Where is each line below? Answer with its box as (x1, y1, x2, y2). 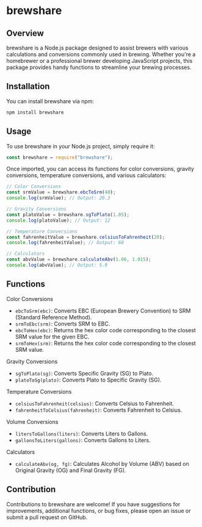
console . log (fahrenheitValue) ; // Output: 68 (6, 239, 124, 246)
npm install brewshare (6, 109, 64, 115)
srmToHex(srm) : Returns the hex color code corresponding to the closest (15, 340, 197, 347)
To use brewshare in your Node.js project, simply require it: (6, 142, 155, 150)
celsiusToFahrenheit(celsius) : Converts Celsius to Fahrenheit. (15, 399, 174, 407)
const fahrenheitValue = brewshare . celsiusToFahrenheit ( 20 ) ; (6, 234, 165, 240)
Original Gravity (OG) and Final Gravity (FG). (15, 467, 126, 474)
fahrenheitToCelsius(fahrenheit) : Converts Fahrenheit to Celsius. (15, 406, 182, 413)
